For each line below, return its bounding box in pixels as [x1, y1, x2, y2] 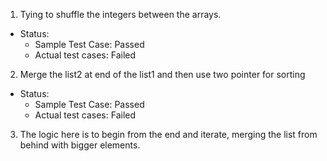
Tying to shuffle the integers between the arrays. [19, 9, 222, 20]
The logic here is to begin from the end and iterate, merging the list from [19, 129, 318, 140]
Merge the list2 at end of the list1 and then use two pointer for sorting [19, 69, 306, 80]
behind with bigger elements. [19, 139, 141, 151]
